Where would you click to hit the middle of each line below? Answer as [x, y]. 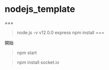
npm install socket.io [38, 62]
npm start [27, 53]
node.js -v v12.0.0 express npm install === [60, 32]
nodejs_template [40, 9]
